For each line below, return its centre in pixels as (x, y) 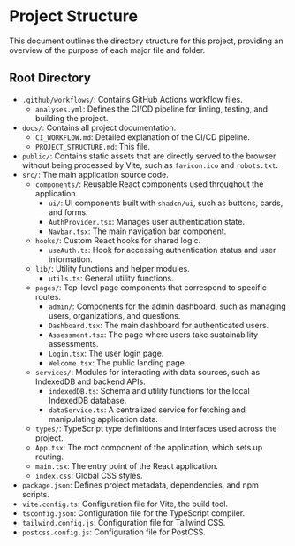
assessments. (73, 343)
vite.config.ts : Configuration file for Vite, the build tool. (125, 504)
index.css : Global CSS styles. (89, 475)
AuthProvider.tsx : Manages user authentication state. (147, 221)
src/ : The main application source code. (95, 174)
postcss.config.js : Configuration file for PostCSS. (113, 532)
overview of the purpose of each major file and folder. (107, 50)
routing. (49, 457)
